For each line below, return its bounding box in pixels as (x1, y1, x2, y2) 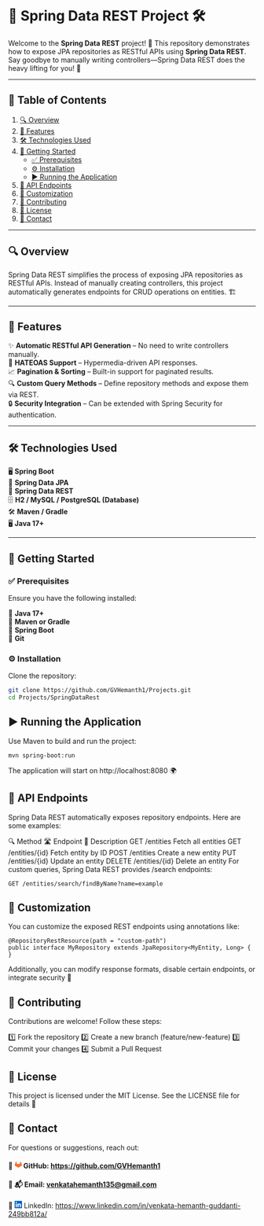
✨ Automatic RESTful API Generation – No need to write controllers (8, 341, 229, 351)
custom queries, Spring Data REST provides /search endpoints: (8, 864, 213, 874)
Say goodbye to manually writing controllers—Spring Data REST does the (8, 55, 246, 64)
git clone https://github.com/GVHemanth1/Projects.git (8, 687, 192, 694)
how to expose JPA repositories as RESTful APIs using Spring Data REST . (8, 46, 247, 56)
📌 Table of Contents (8, 94, 107, 107)
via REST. (8, 390, 39, 399)
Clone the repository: (8, 671, 77, 681)
